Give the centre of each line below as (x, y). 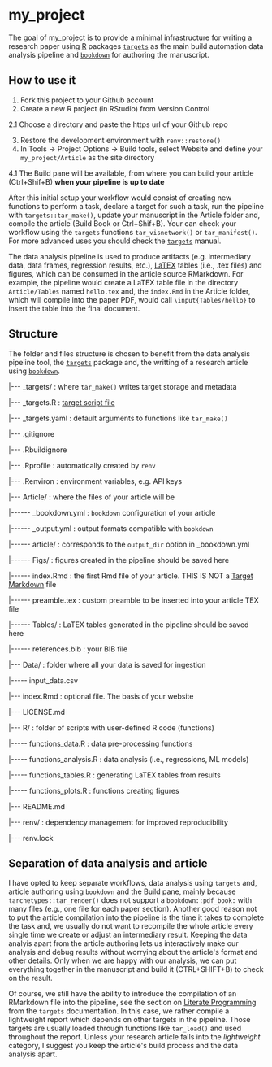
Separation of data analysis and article (108, 863)
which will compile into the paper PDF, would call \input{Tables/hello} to (132, 299)
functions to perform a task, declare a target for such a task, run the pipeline (136, 206)
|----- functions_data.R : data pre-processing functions (101, 743)
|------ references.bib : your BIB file (68, 649)
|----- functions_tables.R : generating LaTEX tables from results (114, 775)
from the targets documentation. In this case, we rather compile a (119, 1011)
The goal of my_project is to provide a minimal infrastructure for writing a (130, 37)
